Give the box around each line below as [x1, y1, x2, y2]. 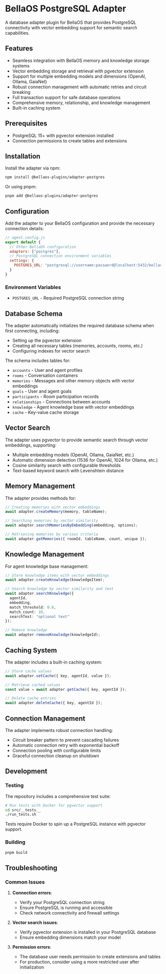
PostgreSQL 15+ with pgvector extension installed [12, 132, 114, 138]
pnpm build [5, 850, 28, 855]
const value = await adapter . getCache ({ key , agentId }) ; [5, 687, 127, 692]
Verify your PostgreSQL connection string [19, 900, 105, 906]
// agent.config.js [5, 235, 45, 240]
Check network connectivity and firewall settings [19, 910, 120, 916]
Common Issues [5, 878, 45, 885]
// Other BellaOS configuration [9, 244, 77, 249]
